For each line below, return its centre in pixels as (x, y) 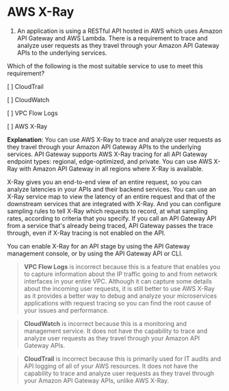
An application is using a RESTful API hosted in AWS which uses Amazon (120, 31)
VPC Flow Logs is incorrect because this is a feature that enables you (122, 266)
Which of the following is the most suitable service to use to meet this (105, 66)
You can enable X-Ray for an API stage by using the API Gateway (98, 246)
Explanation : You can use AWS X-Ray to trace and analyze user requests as (114, 139)
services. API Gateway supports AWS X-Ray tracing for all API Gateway (107, 154)
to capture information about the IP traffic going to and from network (120, 274)
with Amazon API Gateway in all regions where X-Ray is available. (111, 168)
